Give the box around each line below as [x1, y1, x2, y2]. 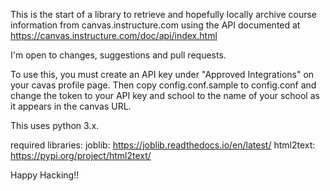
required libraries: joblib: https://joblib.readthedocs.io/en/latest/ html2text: [10, 139, 316, 151]
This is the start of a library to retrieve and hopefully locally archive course [10, 9, 317, 20]
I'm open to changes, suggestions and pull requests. [10, 49, 227, 61]
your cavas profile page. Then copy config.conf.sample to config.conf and [10, 79, 317, 91]
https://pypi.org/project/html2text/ [10, 150, 152, 161]
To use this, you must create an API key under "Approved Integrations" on [10, 69, 315, 80]
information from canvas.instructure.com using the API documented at [10, 19, 301, 31]
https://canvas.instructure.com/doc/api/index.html [10, 30, 218, 41]
